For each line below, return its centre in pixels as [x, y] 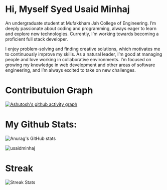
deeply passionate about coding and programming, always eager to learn [81, 28]
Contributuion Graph [49, 90]
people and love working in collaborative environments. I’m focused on [78, 59]
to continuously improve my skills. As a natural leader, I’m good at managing [84, 54]
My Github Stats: [41, 125]
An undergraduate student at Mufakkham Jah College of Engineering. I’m [81, 23]
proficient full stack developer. [37, 39]
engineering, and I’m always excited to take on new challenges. [71, 70]
